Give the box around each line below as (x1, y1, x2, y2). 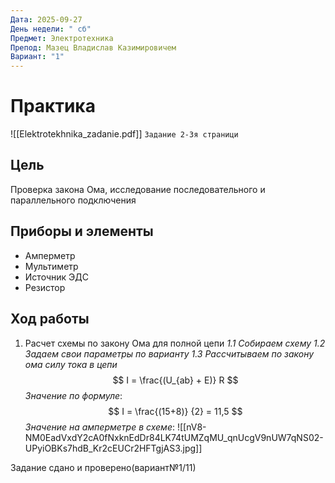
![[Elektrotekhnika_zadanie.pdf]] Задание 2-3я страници (10, 128, 239, 140)
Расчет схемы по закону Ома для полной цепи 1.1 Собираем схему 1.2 (24, 337, 326, 349)
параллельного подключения (10, 194, 137, 206)
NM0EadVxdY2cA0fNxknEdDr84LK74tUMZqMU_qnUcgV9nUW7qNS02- (24, 431, 324, 443)
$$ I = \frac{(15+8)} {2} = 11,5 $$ (108, 405, 243, 417)
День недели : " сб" (10, 24, 92, 34)
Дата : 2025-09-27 (10, 14, 83, 25)
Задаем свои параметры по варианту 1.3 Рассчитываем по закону (24, 347, 315, 360)
